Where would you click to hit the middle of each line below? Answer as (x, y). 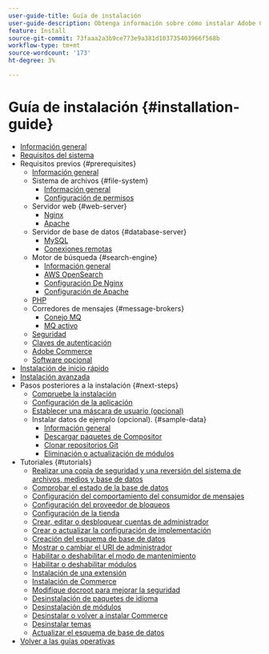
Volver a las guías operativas (67, 641)
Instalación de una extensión (79, 573)
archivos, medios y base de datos (87, 479)
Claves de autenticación (72, 343)
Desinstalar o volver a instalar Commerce (100, 615)
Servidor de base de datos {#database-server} (109, 232)
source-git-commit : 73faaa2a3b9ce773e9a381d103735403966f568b (114, 38)
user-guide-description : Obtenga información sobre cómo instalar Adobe (132, 23)
